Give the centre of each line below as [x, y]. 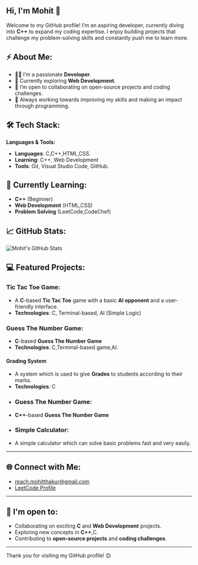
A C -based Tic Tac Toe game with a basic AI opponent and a [89, 300]
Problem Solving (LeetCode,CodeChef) [63, 212]
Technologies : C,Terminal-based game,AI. [66, 347]
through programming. [42, 106]
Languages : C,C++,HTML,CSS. [53, 154]
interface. [47, 306]
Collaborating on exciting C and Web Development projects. [88, 526]
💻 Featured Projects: [46, 268]
